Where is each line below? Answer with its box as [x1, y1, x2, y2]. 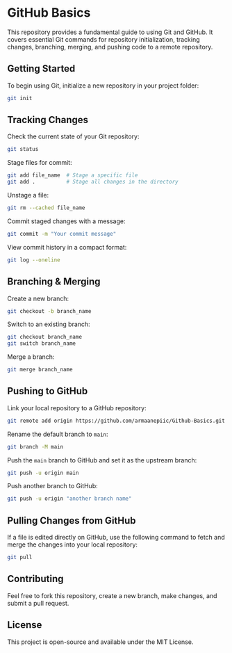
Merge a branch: [7, 353, 55, 361]
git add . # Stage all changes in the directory [7, 179, 179, 186]
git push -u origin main [7, 469, 79, 476]
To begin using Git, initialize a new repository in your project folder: [7, 81, 199, 90]
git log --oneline [7, 256, 60, 264]
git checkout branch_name [7, 334, 82, 341]
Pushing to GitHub [7, 385, 88, 397]
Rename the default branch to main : [7, 430, 109, 438]
